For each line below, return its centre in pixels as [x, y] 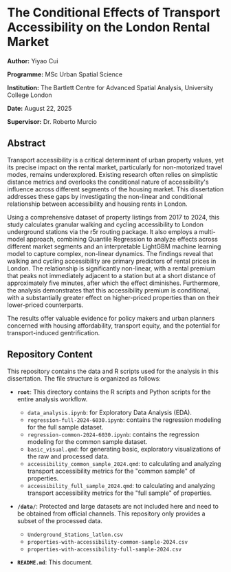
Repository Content [50, 355]
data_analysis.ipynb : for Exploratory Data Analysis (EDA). [110, 412]
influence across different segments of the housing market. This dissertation [115, 189]
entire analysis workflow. [52, 399]
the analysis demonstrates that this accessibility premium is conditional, [109, 290]
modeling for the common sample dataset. [87, 441]
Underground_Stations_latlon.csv [75, 535]
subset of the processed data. [60, 520]
